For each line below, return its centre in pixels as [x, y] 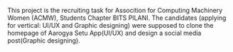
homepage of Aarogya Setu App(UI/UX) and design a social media [104, 33]
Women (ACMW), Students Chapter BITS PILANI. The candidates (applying [117, 18]
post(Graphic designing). [44, 41]
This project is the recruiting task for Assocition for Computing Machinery [115, 10]
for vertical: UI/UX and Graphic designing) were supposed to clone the [110, 25]
